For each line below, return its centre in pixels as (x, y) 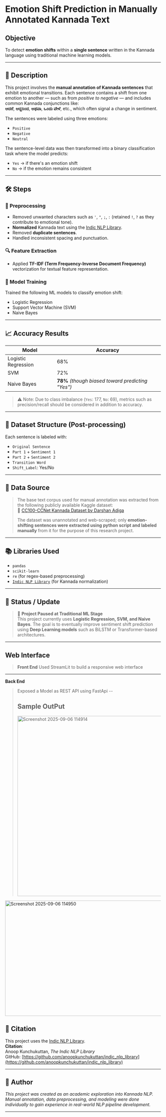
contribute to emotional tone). (42, 222)
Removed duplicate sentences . (44, 232)
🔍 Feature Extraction (31, 251)
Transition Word (29, 463)
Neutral (20, 139)
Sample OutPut (41, 707)
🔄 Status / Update (33, 602)
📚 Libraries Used (32, 551)
